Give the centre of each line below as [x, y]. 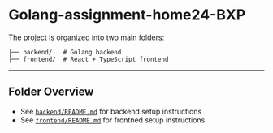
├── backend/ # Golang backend [65, 52]
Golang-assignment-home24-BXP [127, 15]
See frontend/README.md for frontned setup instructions [113, 120]
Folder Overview [51, 92]
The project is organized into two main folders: [87, 37]
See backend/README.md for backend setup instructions [111, 111]
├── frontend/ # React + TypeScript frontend [89, 59]
